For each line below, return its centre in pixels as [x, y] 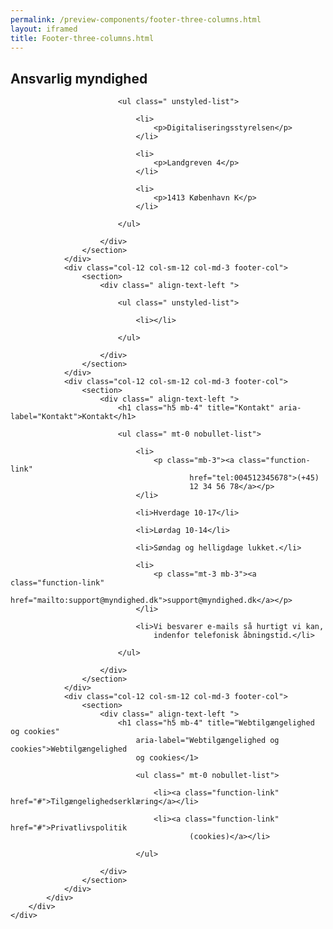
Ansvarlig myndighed [79, 78]
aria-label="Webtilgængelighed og [207, 741]
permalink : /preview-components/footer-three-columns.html [136, 19]
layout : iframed [44, 29]
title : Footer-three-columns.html [82, 38]
